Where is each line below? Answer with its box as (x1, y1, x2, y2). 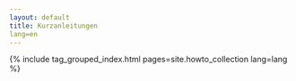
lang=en (9, 29, 39, 38)
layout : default (9, 12, 70, 22)
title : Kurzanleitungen (9, 21, 99, 30)
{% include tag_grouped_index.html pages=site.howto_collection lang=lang (9, 54, 288, 65)
